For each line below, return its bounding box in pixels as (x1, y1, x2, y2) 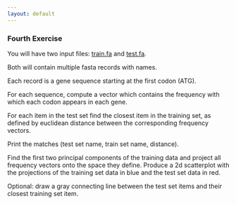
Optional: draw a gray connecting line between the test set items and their (7, 182, 223, 190)
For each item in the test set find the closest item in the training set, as (7, 111, 211, 119)
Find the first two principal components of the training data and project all (7, 153, 221, 161)
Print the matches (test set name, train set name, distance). (7, 140, 180, 148)
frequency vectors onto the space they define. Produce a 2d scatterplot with (7, 161, 230, 169)
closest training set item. (7, 189, 79, 197)
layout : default (7, 10, 55, 18)
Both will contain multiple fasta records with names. (7, 62, 157, 71)
